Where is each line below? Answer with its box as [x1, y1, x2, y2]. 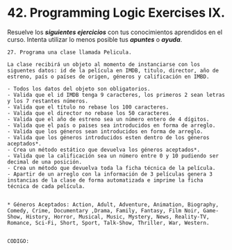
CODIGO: [7, 237, 30, 244]
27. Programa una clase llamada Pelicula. [7, 49, 132, 56]
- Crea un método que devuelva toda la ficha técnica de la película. [7, 164, 216, 171]
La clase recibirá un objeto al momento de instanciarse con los [7, 61, 200, 68]
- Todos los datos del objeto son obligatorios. [7, 85, 151, 92]
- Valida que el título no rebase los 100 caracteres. [7, 103, 169, 111]
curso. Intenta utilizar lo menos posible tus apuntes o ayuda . [7, 35, 183, 43]
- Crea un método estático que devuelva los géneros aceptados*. [7, 146, 200, 153]
